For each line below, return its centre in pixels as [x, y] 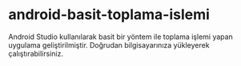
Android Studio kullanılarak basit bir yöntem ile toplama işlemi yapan [121, 37]
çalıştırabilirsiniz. [36, 53]
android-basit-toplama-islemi [109, 15]
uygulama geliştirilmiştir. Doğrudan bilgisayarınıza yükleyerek [109, 45]
